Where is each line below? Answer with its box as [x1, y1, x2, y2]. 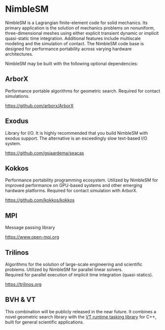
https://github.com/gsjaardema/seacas [5, 150, 84, 156]
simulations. [5, 93, 30, 99]
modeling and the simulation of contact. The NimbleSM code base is [5, 40, 144, 46]
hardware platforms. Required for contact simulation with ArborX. [5, 188, 138, 194]
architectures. [5, 51, 33, 57]
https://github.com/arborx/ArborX [5, 102, 74, 109]
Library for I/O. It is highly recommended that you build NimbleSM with [5, 130, 148, 136]
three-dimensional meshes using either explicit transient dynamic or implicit [5, 30, 159, 36]
